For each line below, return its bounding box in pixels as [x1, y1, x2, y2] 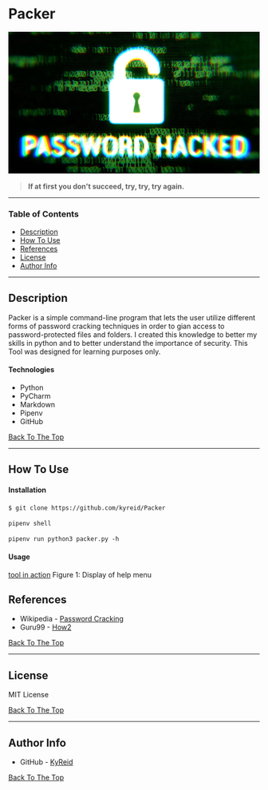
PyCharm [19, 391, 51, 400]
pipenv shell [8, 520, 52, 528]
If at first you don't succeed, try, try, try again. [27, 181, 185, 191]
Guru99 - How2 [19, 622, 72, 632]
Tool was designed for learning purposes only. [8, 347, 161, 356]
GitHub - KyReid [19, 757, 73, 767]
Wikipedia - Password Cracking [19, 614, 124, 624]
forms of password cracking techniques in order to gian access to [8, 321, 225, 331]
